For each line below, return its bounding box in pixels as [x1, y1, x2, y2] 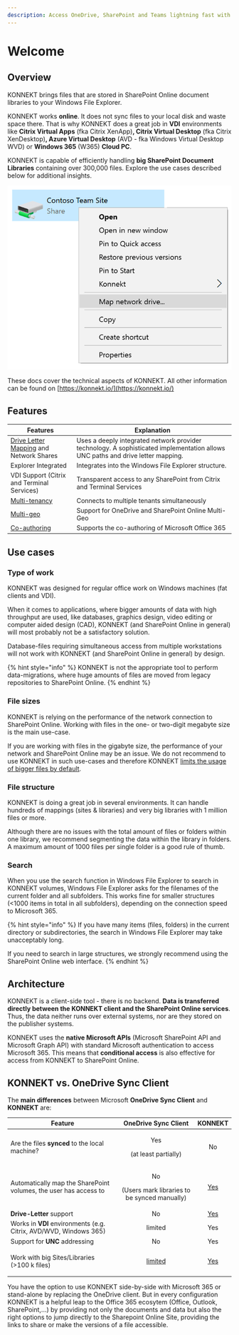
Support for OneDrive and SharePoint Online [76, 506, 206, 514]
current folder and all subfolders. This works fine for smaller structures [7, 892, 215, 900]
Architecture [7, 978, 65, 990]
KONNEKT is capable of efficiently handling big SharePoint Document [7, 156, 214, 164]
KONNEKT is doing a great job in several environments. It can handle [7, 798, 208, 807]
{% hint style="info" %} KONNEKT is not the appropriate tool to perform [7, 664, 218, 672]
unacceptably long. [7, 935, 64, 945]
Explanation [134, 425, 171, 435]
